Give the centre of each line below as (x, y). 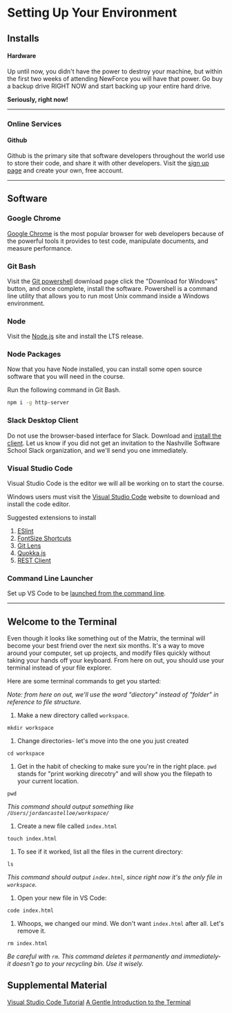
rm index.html (28, 944)
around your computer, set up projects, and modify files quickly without (109, 653)
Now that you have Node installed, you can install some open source (105, 369)
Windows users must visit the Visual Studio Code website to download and (114, 496)
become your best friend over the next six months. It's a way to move (106, 646)
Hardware (22, 56)
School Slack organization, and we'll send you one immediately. (98, 450)
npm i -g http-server (38, 403)
